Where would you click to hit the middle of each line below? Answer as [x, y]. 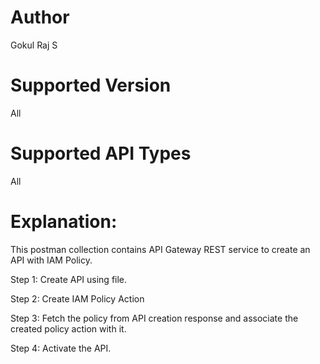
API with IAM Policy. [51, 260]
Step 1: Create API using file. [69, 279]
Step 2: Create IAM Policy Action [77, 298]
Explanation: [64, 222]
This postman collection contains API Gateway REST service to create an [160, 249]
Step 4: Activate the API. [61, 348]
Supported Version [91, 85]
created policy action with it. [68, 328]
